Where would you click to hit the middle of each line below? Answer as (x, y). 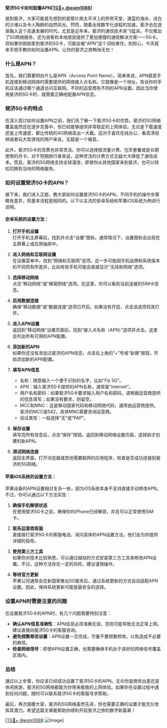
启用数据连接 (25, 301)
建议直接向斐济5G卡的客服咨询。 (46, 630)
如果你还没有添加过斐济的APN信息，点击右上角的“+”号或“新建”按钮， (83, 353)
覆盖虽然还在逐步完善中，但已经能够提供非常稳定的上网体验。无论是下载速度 (83, 126)
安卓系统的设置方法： (27, 219)
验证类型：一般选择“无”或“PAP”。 (54, 418)
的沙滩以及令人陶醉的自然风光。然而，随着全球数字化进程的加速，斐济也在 (81, 25)
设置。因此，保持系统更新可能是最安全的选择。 (60, 587)
